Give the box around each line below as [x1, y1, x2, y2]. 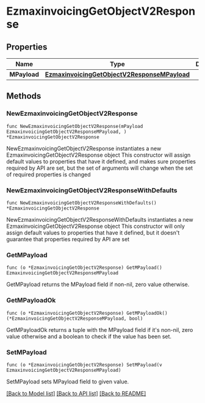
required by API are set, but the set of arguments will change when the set [6, 164, 193, 171]
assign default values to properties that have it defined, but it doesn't [6, 228, 180, 236]
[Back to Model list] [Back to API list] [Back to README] [6, 390, 146, 397]
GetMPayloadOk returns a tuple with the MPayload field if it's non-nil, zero [6, 326, 193, 333]
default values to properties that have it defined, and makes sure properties [6, 157, 196, 165]
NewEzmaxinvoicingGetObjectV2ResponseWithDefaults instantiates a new [6, 216, 193, 223]
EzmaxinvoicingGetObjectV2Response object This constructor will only [6, 222, 185, 230]
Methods [6, 91, 41, 102]
